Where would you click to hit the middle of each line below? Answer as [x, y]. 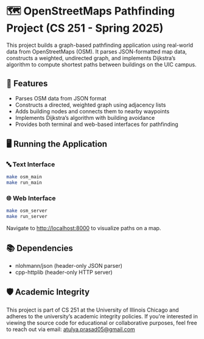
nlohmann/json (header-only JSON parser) [69, 266]
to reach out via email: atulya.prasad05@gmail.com [71, 329]
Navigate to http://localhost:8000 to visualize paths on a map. [84, 228]
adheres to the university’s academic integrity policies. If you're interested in [102, 316]
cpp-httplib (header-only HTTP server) [64, 272]
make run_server [27, 217]
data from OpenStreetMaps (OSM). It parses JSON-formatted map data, [97, 51]
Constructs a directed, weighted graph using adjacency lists [90, 105]
